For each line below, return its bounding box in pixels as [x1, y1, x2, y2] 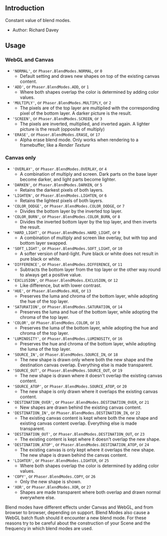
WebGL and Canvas [5, 56, 54, 63]
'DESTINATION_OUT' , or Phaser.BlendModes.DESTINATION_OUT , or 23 [12, 431, 145, 437]
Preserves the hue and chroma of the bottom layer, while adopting [19, 340, 156, 346]
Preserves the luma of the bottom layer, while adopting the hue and [19, 324, 158, 331]
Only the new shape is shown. [19, 479, 82, 485]
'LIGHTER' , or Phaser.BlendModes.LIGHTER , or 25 [12, 457, 109, 463]
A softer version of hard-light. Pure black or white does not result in [19, 251, 159, 257]
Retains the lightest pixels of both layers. [19, 197, 104, 204]
